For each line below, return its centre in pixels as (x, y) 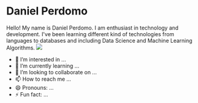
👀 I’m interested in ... (40, 59)
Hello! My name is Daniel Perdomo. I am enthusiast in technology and (93, 28)
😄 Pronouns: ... (34, 87)
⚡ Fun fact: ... (31, 94)
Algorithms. (21, 48)
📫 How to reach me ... (43, 79)
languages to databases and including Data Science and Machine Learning (99, 40)
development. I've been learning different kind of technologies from (90, 34)
